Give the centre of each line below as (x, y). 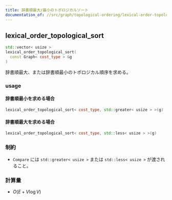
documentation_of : (25, 15)
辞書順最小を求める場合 (30, 98)
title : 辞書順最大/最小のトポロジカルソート (47, 10)
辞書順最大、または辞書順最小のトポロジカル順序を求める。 (68, 72)
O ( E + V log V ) (27, 192)
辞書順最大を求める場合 (30, 122)
